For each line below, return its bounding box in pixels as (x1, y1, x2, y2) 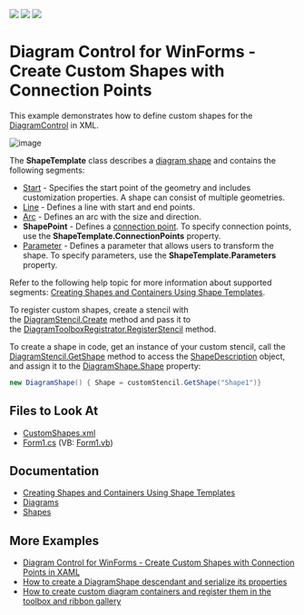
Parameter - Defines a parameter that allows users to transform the (22, 240, 274, 251)
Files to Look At (9, 403, 98, 419)
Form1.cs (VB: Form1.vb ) (22, 437, 113, 448)
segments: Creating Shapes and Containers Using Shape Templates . (9, 286, 266, 297)
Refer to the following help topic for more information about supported (9, 277, 272, 288)
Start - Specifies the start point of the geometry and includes (22, 182, 251, 193)
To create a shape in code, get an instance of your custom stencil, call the (9, 341, 286, 352)
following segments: (9, 164, 85, 175)
